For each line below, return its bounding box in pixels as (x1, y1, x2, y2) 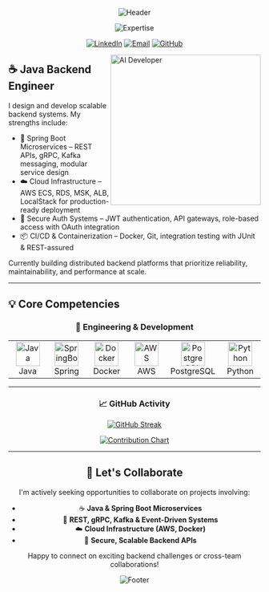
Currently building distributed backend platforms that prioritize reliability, (8, 257, 248, 268)
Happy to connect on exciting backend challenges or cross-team (27, 550, 242, 561)
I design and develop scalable (8, 100, 106, 110)
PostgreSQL (170, 365, 216, 376)
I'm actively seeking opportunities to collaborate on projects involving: (18, 487, 251, 497)
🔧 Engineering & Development (75, 322, 194, 333)
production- (69, 197, 110, 206)
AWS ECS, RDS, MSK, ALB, (19, 188, 110, 197)
